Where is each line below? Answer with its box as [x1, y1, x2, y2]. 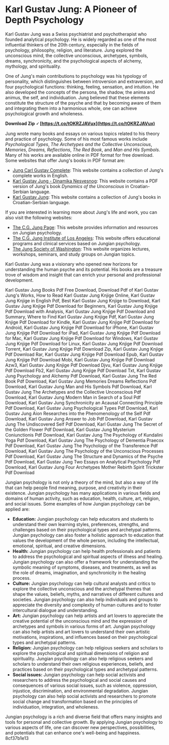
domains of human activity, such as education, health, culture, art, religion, [5, 495, 160, 501]
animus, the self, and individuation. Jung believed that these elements [5, 95, 150, 101]
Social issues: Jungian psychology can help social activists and [12, 671, 145, 678]
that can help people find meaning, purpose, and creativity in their [5, 484, 142, 491]
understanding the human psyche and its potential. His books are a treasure [5, 266, 162, 272]
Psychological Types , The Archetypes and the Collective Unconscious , [5, 141, 152, 147]
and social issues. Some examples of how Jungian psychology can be [5, 500, 151, 506]
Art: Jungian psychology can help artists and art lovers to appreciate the [12, 613, 163, 619]
